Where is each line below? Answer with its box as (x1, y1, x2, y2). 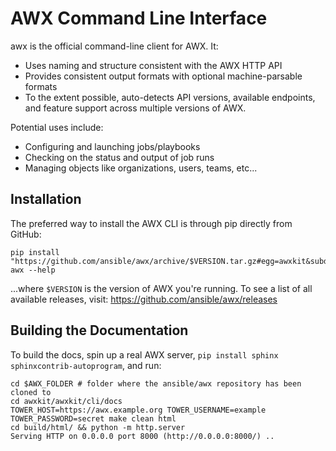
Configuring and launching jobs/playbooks (24, 140, 201, 152)
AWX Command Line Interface (10, 7, 268, 30)
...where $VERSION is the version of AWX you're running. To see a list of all (10, 282, 313, 294)
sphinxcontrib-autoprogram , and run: (10, 359, 162, 371)
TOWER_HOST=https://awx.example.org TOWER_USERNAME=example (10, 405, 267, 415)
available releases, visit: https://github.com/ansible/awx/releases (10, 293, 278, 305)
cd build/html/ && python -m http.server (10, 422, 186, 432)
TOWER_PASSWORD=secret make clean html (10, 413, 177, 424)
